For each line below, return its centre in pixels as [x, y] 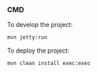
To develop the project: [40, 25]
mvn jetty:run [28, 37]
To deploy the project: [39, 51]
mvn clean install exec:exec [49, 64]
